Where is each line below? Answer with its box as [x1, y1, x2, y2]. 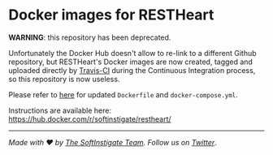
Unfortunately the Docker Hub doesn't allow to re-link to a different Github [8, 48, 258, 58]
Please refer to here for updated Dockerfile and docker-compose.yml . [8, 89, 238, 99]
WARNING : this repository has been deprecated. [8, 32, 171, 42]
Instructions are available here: [8, 105, 112, 115]
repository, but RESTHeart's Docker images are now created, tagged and [8, 57, 253, 67]
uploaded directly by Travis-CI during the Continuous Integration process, [8, 65, 256, 75]
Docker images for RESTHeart [8, 6, 214, 24]
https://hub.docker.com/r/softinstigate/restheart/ [8, 114, 172, 123]
